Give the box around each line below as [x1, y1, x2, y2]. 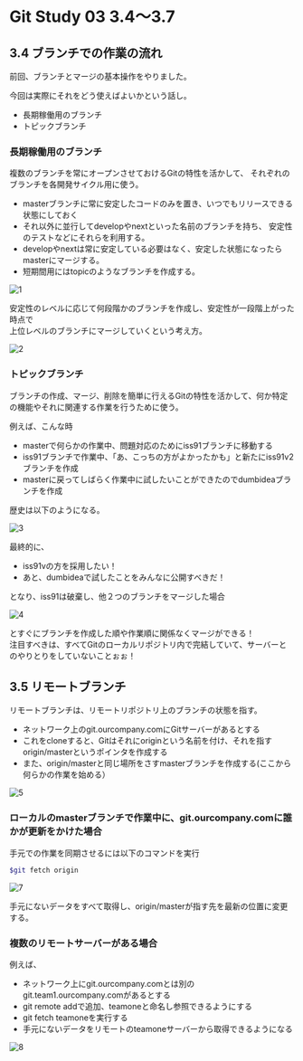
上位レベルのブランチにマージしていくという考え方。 [9, 326, 208, 336]
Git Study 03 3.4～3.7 [9, 6, 175, 27]
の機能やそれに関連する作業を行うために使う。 [9, 402, 184, 412]
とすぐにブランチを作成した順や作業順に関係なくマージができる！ [9, 628, 255, 639]
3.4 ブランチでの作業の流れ [9, 45, 163, 61]
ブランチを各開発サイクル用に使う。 [9, 179, 144, 190]
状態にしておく [22, 210, 79, 221]
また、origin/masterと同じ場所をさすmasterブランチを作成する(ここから [22, 758, 292, 769]
